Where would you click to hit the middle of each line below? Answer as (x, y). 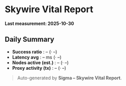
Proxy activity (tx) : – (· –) (39, 68)
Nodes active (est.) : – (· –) (40, 63)
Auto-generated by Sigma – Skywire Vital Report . (70, 78)
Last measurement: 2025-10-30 (39, 23)
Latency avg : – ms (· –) (37, 57)
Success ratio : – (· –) (35, 51)
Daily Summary (29, 39)
